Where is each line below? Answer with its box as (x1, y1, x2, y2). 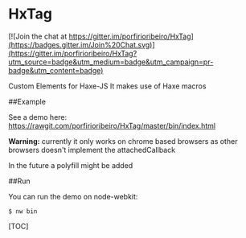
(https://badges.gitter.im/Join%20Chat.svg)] (8, 39, 155, 49)
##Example (8, 96, 47, 106)
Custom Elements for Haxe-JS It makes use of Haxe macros (8, 81, 207, 91)
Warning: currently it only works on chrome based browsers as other (8, 136, 238, 146)
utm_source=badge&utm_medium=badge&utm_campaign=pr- (8, 57, 214, 67)
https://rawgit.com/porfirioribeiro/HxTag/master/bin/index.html (8, 121, 215, 130)
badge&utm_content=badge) (8, 65, 104, 75)
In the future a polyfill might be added (8, 160, 133, 170)
